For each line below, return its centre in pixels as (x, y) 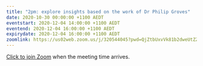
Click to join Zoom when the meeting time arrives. (68, 57)
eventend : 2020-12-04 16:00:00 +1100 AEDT (60, 28)
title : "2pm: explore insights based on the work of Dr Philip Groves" (98, 12)
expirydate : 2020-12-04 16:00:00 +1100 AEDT (63, 34)
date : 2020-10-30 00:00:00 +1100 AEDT (55, 17)
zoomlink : (19, 40)
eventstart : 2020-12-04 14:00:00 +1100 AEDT (63, 23)
